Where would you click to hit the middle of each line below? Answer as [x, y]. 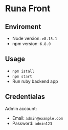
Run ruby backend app [35, 81]
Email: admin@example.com [37, 118]
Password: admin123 [32, 123]
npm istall [23, 71]
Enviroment [23, 27]
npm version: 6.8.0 [32, 44]
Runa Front [28, 9]
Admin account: [21, 108]
